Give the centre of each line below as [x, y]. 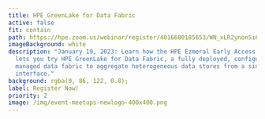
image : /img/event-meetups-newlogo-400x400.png [88, 103]
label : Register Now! [44, 88]
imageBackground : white [47, 45]
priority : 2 [28, 96]
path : [17, 37]
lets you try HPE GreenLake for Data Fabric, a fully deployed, [123, 59]
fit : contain [30, 30]
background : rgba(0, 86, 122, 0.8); [68, 81]
